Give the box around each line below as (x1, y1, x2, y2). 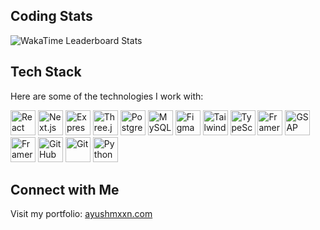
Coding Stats (10, 8, 93, 25)
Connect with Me (10, 182, 120, 199)
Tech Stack (10, 64, 82, 81)
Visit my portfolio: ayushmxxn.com (10, 208, 153, 220)
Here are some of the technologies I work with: (10, 90, 204, 102)
